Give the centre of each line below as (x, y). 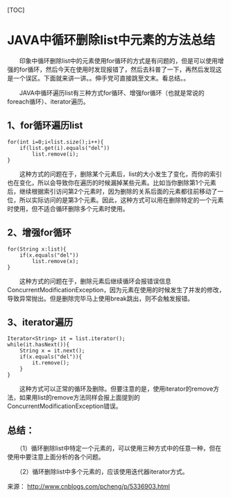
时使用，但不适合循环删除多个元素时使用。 (68, 208)
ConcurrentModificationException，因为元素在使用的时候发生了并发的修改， (116, 289)
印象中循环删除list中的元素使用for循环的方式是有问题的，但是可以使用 (119, 60)
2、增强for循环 (39, 233)
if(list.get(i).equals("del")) (65, 148)
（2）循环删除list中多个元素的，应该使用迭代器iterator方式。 (104, 472)
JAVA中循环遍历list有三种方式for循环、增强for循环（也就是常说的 (112, 92)
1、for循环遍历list (45, 125)
